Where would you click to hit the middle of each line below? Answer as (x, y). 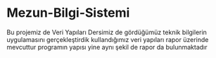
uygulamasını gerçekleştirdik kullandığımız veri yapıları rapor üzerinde (108, 39)
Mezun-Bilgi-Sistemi (68, 13)
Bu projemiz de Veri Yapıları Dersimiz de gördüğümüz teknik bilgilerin (107, 32)
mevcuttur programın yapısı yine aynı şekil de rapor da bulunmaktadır (107, 47)
